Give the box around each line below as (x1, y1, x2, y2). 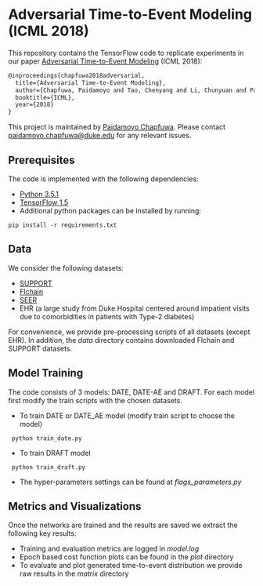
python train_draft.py (11, 463, 86, 471)
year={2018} (15, 100, 55, 109)
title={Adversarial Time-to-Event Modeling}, (15, 78, 167, 87)
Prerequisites (8, 153, 75, 166)
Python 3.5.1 (19, 190, 59, 198)
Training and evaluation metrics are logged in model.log (19, 544, 200, 554)
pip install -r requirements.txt (8, 221, 117, 229)
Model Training (8, 366, 84, 380)
